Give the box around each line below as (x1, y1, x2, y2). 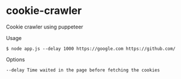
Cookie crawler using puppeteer (6, 23, 83, 30)
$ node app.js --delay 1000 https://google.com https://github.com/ (6, 45, 176, 52)
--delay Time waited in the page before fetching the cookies (6, 67, 160, 73)
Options (6, 56, 25, 63)
